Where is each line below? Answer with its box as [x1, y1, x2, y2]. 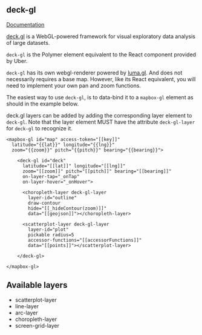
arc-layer [15, 309, 38, 316]
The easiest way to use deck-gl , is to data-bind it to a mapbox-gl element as [6, 93, 194, 101]
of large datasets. [6, 39, 50, 46]
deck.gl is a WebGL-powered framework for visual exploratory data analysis [6, 33, 195, 40]
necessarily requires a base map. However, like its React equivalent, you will [6, 75, 196, 82]
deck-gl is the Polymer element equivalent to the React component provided [6, 51, 197, 58]
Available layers [6, 280, 68, 290]
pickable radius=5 [28, 231, 74, 238]
